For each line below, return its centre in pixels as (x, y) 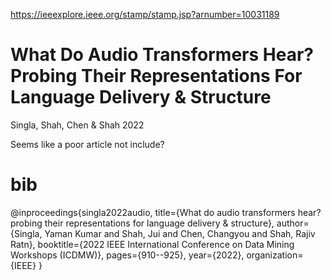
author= (293, 223)
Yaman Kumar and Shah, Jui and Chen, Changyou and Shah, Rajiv (180, 233)
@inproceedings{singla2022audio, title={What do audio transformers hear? (166, 212)
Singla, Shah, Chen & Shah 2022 (77, 125)
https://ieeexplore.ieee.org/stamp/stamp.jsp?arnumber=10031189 (145, 14)
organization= (275, 255)
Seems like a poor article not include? (87, 144)
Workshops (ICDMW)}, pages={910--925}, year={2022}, (127, 255)
